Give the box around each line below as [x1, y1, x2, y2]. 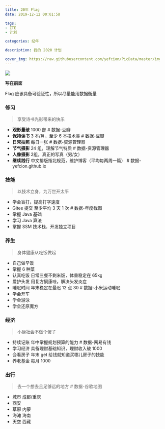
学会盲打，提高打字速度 [12, 199, 60, 205]
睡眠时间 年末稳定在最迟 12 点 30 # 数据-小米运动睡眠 [12, 284, 120, 290]
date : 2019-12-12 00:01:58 [5, 12, 60, 17]
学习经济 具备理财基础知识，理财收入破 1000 [12, 345, 102, 351]
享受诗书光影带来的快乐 [17, 117, 65, 122]
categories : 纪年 [5, 39, 39, 44]
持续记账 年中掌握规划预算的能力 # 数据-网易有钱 [12, 339, 111, 345]
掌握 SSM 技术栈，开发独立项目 [12, 224, 76, 230]
